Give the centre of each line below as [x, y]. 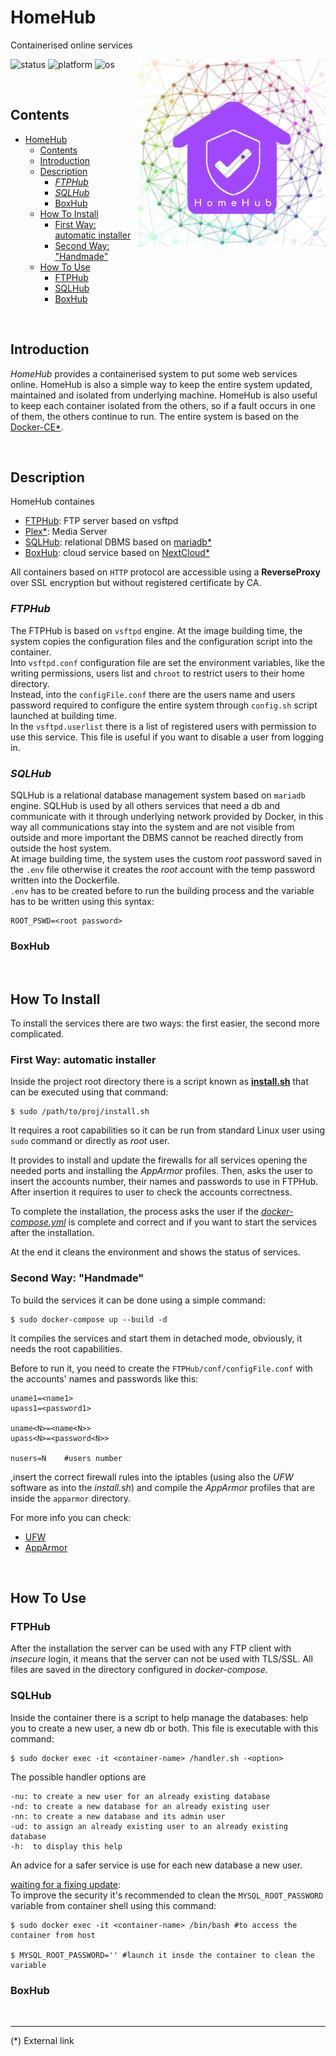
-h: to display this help [66, 1846]
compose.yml [38, 1222]
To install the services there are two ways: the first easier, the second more [165, 1023]
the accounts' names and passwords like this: [104, 1378]
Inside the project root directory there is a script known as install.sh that [159, 1082]
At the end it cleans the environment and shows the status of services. [155, 1252]
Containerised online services [71, 45]
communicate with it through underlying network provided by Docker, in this [167, 816]
